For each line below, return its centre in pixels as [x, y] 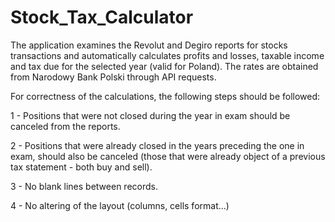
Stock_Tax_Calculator [102, 17]
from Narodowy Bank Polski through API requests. [113, 77]
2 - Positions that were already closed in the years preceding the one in [157, 145]
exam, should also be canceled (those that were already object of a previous [168, 156]
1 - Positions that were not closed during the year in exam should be [150, 115]
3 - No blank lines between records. [84, 186]
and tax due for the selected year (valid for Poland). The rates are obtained [164, 66]
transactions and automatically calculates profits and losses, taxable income [167, 55]
